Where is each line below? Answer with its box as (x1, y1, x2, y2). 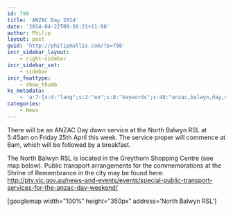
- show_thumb (19, 81, 58, 88)
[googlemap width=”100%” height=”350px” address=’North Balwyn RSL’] (7, 197, 217, 205)
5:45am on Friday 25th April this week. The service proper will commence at (7, 133, 226, 141)
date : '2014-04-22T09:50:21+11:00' (7, 23, 110, 30)
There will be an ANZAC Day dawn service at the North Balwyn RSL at (7, 125, 207, 134)
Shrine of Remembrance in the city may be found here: (7, 168, 164, 177)
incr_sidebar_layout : (7, 49, 70, 56)
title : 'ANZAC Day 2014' (7, 17, 79, 24)
